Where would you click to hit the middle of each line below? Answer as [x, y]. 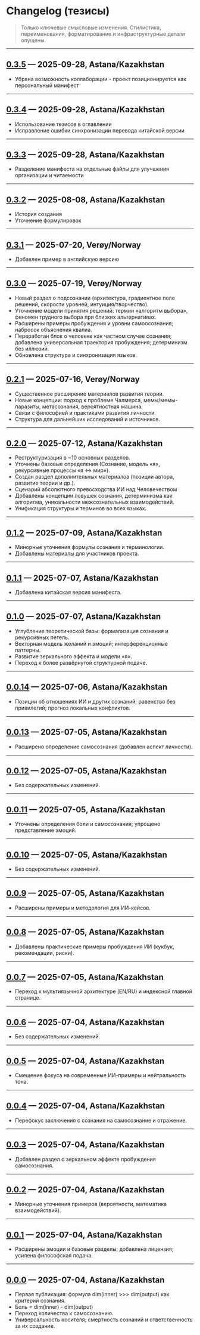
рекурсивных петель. [42, 637]
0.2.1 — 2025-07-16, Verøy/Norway [73, 379]
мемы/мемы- [161, 400]
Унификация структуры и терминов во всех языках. [81, 508]
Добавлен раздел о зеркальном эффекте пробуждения [85, 1159]
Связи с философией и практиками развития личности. [85, 412]
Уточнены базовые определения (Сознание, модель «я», [87, 464]
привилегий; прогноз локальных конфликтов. [73, 708]
